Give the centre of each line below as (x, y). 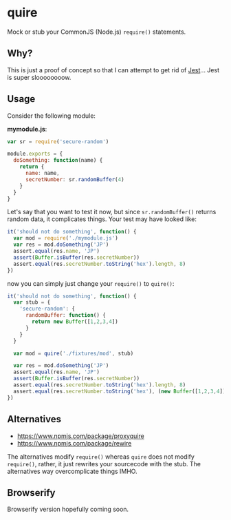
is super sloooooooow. (39, 77)
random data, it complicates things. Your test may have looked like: (102, 219)
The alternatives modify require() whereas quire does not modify (101, 457)
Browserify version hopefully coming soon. (68, 509)
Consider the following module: (52, 116)
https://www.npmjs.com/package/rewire (74, 443)
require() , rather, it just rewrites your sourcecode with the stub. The (104, 464)
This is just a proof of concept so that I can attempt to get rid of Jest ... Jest (113, 70)
